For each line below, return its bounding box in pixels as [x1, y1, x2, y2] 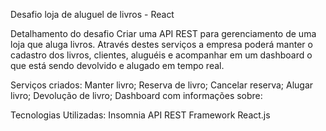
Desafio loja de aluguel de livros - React [10, 9, 175, 20]
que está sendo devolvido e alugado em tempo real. [10, 60, 225, 71]
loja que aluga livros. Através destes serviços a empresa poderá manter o [10, 39, 313, 50]
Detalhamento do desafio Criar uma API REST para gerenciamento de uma [10, 28, 317, 39]
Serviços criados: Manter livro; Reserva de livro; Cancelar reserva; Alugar [10, 79, 314, 91]
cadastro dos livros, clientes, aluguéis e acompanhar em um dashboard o [10, 49, 313, 61]
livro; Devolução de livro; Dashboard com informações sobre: [10, 90, 263, 101]
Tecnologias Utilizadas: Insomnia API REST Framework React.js [10, 109, 271, 121]
